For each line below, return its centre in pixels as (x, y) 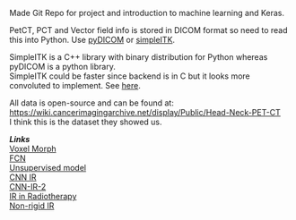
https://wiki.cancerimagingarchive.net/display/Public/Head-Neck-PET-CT (145, 112)
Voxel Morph (33, 148)
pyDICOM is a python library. (63, 67)
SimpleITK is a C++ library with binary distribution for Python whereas (139, 57)
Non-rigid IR (32, 206)
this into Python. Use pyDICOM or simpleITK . (92, 40)
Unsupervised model (48, 168)
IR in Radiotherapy (43, 196)
